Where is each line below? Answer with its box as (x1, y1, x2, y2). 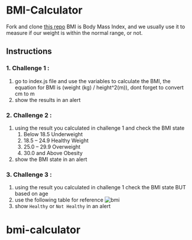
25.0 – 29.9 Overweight (23, 143, 81, 150)
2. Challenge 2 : (6, 111, 52, 119)
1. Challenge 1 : (6, 64, 50, 73)
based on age (14, 190, 48, 198)
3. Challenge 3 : (6, 170, 52, 179)
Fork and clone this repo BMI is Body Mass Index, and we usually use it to (6, 23, 186, 30)
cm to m (14, 90, 35, 97)
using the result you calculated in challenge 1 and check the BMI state (14, 124, 185, 131)
